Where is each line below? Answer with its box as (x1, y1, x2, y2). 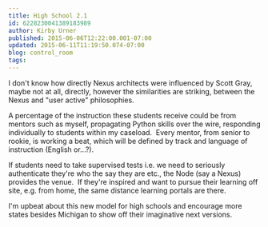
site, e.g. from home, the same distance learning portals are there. (8, 185, 226, 195)
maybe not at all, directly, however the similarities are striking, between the (8, 86, 255, 96)
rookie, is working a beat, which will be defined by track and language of (8, 136, 248, 145)
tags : (8, 57, 26, 65)
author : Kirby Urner (8, 26, 78, 34)
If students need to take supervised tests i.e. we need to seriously (8, 160, 226, 169)
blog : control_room (8, 49, 74, 57)
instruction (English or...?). (8, 145, 94, 154)
